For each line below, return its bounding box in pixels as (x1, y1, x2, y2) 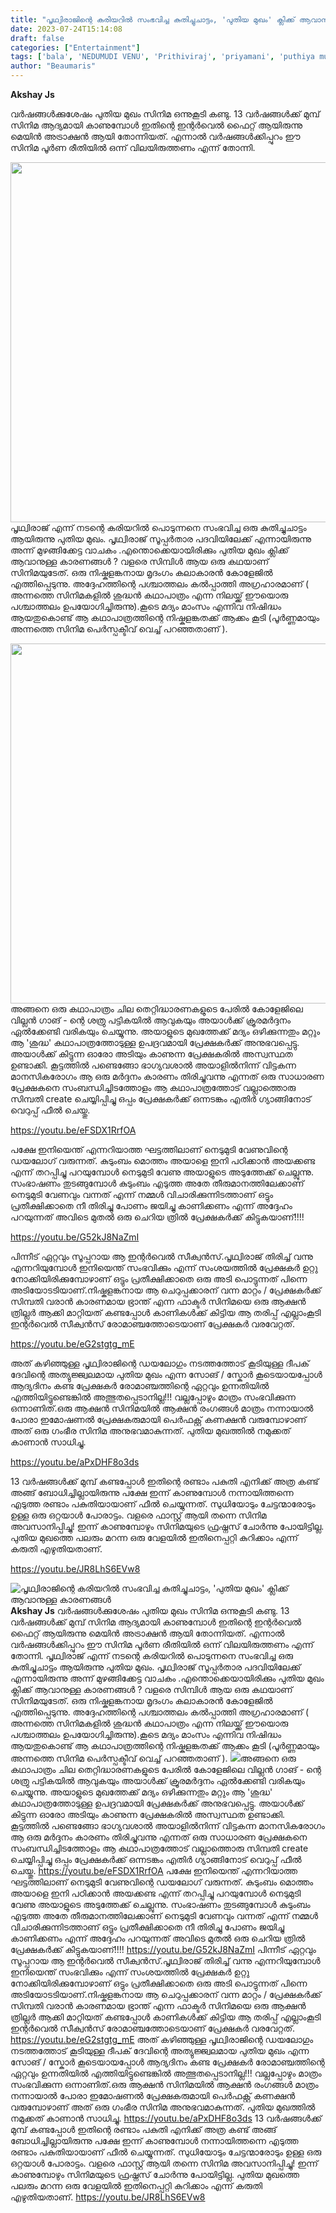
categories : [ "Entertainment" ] (10, 42, 141, 53)
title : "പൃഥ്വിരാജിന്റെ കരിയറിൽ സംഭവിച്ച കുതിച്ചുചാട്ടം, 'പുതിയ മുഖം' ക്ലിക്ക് (10, 14, 295, 25)
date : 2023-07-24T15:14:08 (10, 24, 123, 34)
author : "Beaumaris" (10, 61, 97, 71)
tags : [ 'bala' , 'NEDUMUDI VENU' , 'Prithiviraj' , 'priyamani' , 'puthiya (10, 52, 315, 62)
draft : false (10, 33, 65, 43)
